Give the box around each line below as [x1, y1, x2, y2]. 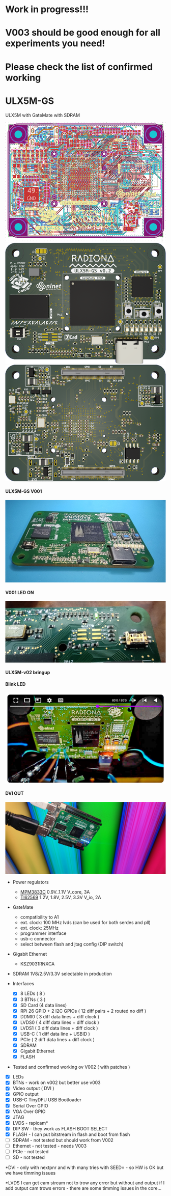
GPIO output [12, 1091, 39, 1097]
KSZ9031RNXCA [20, 961, 55, 967]
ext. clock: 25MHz [20, 925, 59, 931]
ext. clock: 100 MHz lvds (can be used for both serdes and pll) [20, 920, 151, 926]
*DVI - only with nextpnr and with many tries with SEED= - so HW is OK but [5, 1164, 164, 1171]
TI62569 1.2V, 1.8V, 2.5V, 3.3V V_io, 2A [20, 895, 101, 901]
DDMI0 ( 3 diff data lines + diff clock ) [20, 1013, 100, 1019]
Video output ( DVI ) [12, 1086, 54, 1092]
